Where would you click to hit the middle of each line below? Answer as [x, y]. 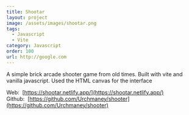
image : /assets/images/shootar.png [52, 23]
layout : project [27, 18]
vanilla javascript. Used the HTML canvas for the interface [79, 80]
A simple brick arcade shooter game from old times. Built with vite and [94, 74]
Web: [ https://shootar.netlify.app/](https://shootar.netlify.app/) [85, 92]
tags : [13, 29]
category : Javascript [34, 46]
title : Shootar [26, 12]
